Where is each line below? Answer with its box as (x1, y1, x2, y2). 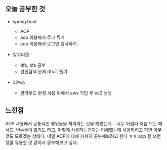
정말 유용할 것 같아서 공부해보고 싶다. (5, 139, 78, 145)
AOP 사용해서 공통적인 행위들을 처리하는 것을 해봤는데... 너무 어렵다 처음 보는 (5, 120, 157, 126)
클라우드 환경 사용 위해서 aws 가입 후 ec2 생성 (20, 90, 112, 96)
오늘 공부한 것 (5, 5, 46, 14)
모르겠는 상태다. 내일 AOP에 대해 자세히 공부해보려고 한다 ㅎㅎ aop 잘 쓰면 (14, 133, 161, 139)
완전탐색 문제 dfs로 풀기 (20, 68, 68, 74)
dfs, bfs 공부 (20, 62, 46, 68)
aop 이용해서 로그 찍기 (20, 34, 65, 40)
